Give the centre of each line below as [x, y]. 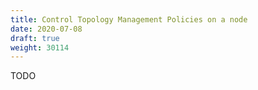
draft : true [35, 38]
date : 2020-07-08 [46, 29]
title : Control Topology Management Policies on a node [129, 19]
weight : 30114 [40, 47]
